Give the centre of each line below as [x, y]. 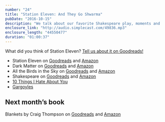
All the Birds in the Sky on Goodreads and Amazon [63, 71]
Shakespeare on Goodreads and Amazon [54, 76]
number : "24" [19, 10]
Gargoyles [23, 87]
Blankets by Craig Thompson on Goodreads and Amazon [63, 114]
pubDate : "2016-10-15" [28, 19]
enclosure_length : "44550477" [36, 32]
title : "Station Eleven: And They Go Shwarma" [54, 14]
